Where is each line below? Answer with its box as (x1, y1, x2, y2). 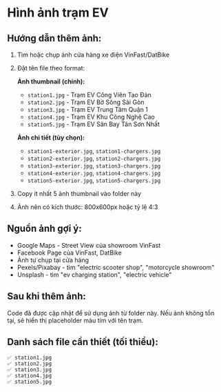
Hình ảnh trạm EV (7, 5, 109, 21)
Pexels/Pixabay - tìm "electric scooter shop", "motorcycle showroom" (17, 263, 215, 271)
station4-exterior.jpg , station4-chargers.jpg (27, 169, 161, 177)
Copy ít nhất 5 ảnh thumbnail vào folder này (17, 190, 142, 197)
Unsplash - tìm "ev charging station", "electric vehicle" (17, 271, 172, 279)
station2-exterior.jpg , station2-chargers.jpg (27, 154, 161, 162)
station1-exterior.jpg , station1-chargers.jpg (27, 147, 161, 155)
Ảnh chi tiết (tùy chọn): (17, 133, 85, 141)
